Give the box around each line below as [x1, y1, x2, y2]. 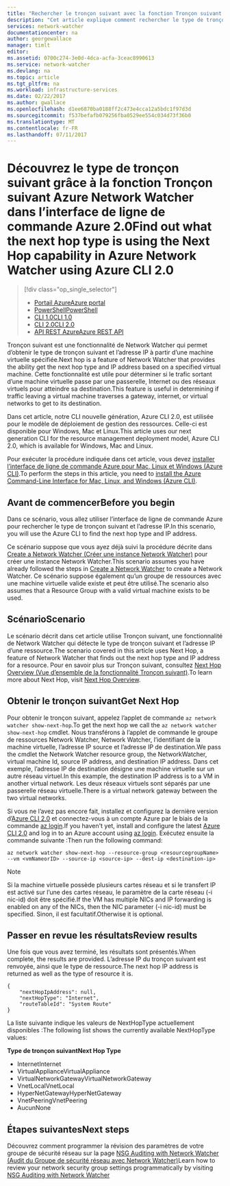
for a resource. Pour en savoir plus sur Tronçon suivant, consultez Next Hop [7, 661, 222, 669]
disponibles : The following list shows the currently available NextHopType [7, 1026, 216, 1034]
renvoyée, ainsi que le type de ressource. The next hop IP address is [7, 963, 199, 971]
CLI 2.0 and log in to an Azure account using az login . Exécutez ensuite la [7, 829, 214, 837]
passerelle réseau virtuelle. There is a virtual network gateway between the [7, 786, 218, 795]
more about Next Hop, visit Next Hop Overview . [7, 675, 141, 683]
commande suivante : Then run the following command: [7, 836, 163, 844]
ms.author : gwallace [7, 99, 66, 106]
